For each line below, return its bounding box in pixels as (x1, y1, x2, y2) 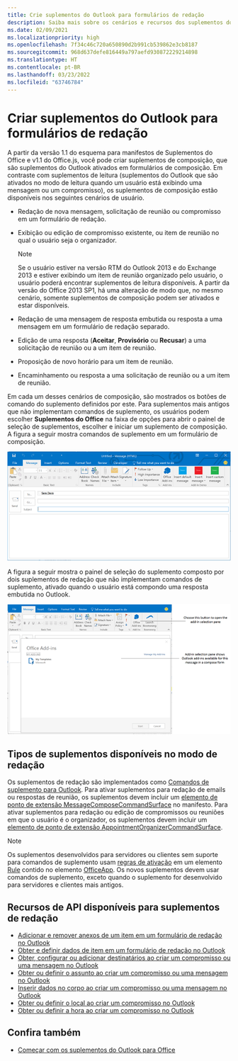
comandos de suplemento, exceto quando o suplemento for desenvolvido (7, 873, 223, 882)
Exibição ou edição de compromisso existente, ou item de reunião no (17, 229, 220, 237)
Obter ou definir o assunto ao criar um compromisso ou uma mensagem (17, 968, 228, 977)
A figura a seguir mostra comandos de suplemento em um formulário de (7, 430, 218, 438)
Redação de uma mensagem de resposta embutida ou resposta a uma (17, 315, 223, 324)
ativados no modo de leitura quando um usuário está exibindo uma (7, 178, 203, 187)
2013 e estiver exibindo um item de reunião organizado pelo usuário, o (17, 271, 223, 280)
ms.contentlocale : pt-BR (7, 64, 81, 71)
